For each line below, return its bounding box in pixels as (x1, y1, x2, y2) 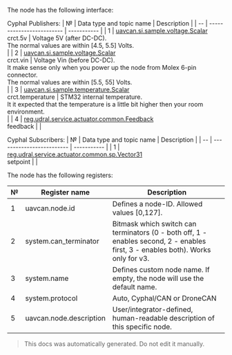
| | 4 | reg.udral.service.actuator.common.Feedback (7, 115, 154, 123)
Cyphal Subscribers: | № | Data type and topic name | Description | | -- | (7, 136, 213, 144)
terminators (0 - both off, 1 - (112, 228, 207, 237)
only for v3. (112, 254, 150, 263)
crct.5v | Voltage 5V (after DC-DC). (7, 34, 107, 42)
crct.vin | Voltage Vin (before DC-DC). (7, 56, 115, 64)
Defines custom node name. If (112, 265, 211, 274)
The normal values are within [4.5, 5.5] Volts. (7, 42, 135, 49)
